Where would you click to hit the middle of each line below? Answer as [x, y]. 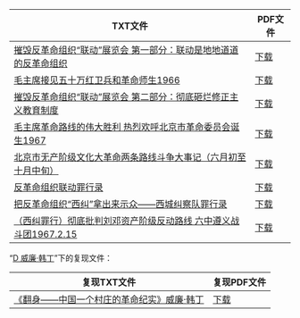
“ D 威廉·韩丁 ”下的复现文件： [61, 258]
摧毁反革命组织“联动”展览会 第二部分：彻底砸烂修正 [122, 97]
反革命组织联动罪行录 [59, 187]
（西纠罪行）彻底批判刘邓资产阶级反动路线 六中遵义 [122, 221]
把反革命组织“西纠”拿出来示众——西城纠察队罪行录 [121, 204]
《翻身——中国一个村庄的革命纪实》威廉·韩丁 [109, 300]
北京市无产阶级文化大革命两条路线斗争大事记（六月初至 [130, 157]
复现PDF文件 [239, 282]
